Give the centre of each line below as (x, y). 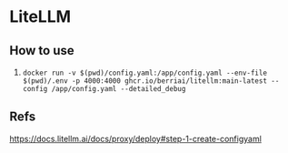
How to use (42, 51)
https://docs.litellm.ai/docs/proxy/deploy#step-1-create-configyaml (135, 138)
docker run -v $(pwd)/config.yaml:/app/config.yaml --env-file (145, 73)
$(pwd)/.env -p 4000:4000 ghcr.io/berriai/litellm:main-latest (145, 81)
